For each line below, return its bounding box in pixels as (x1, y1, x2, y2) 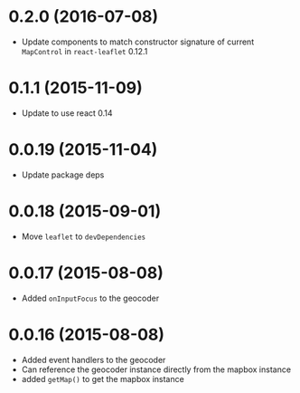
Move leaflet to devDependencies (21, 231, 146, 242)
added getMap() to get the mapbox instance (21, 373, 184, 384)
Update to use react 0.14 (21, 107, 114, 119)
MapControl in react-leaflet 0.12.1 (21, 45, 148, 56)
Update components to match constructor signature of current (21, 36, 255, 47)
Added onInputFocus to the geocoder (21, 292, 160, 303)
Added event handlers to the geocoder (21, 354, 166, 365)
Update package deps (21, 169, 105, 180)
